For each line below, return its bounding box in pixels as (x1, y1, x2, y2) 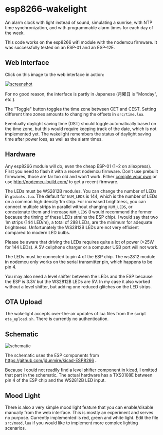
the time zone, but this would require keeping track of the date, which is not (5, 126, 157, 132)
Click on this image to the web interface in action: (5, 72, 105, 77)
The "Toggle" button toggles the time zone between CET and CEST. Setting (5, 106, 157, 112)
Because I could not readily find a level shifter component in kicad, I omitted (5, 367, 157, 373)
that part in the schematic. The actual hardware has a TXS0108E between (5, 372, 153, 378)
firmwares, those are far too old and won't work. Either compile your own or (5, 173, 157, 179)
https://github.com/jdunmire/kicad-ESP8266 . (5, 358, 97, 363)
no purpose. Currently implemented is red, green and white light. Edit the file (5, 415, 159, 420)
